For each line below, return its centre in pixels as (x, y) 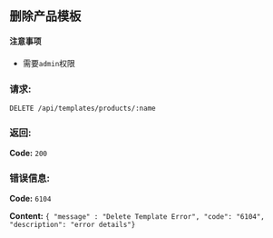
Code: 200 (29, 154)
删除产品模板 (45, 16)
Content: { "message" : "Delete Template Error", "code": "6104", (137, 216)
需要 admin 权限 (49, 63)
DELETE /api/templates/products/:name (83, 108)
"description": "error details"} (73, 225)
